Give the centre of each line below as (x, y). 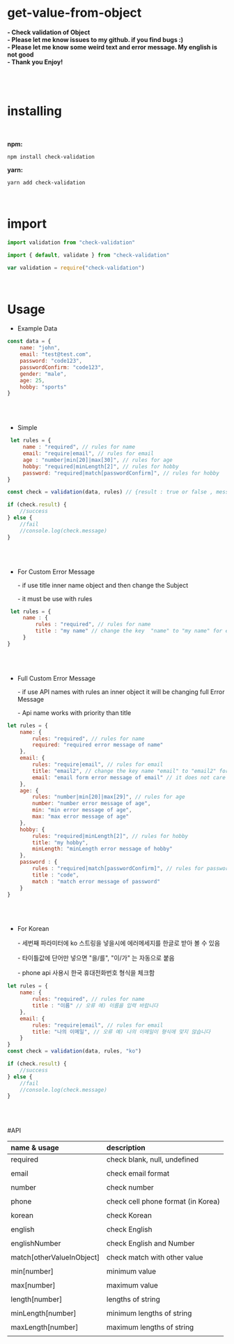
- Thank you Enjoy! (35, 62)
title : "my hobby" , (61, 843)
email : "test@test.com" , (56, 354)
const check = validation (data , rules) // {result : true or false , (110, 492)
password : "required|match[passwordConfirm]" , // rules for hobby (121, 473)
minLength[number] (44, 1313)
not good (21, 55)
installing (35, 111)
